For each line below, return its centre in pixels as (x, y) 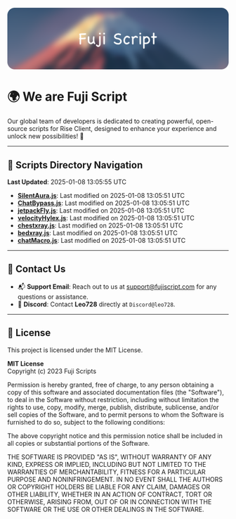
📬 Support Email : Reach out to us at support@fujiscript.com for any (117, 287)
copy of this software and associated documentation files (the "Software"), (116, 392)
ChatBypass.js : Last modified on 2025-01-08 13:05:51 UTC (103, 203)
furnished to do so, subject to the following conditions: (86, 422)
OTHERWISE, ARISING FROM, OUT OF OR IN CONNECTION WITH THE (110, 501)
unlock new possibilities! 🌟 (46, 136)
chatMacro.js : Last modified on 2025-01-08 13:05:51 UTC (101, 241)
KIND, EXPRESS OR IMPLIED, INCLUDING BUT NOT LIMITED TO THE (107, 464)
